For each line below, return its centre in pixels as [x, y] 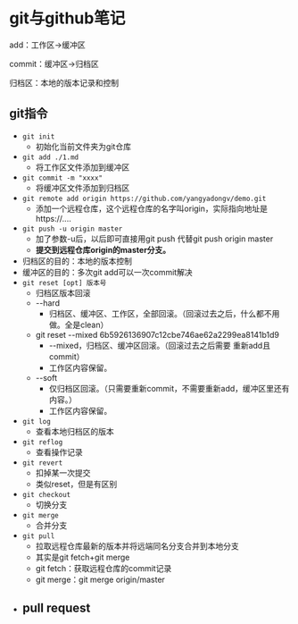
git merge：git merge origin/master [100, 579]
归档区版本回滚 [63, 292]
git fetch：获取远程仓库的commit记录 [103, 568]
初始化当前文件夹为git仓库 [83, 146]
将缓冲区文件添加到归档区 [83, 188]
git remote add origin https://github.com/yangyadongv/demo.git [144, 198]
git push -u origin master [72, 229]
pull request [56, 608]
